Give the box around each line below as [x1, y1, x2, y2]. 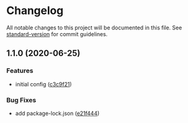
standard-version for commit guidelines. [6, 30, 108, 37]
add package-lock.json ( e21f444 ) [15, 110, 100, 117]
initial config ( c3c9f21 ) [15, 80, 72, 88]
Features [6, 67, 34, 75]
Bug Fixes [6, 95, 37, 104]
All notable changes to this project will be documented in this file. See [6, 24, 182, 31]
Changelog [6, 4, 64, 18]
